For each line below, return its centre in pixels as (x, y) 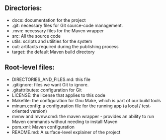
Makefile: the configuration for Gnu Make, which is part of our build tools (86, 100)
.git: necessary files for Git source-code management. (67, 25)
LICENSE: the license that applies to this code (58, 95)
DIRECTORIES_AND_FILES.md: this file (51, 79)
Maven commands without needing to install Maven (65, 122)
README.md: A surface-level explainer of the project (66, 132)
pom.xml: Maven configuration (43, 127)
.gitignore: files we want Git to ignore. (50, 84)
